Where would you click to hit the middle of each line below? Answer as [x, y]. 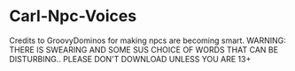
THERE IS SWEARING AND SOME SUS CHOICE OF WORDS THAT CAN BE [144, 49]
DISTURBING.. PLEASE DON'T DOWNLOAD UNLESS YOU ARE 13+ [130, 59]
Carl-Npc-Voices [73, 16]
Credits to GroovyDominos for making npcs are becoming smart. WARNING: [147, 40]
